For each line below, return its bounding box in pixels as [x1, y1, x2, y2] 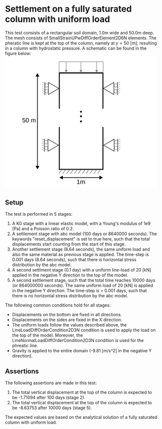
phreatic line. [12, 343, 38, 348]
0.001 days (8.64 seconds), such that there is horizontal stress [12, 257, 137, 263]
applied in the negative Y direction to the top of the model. [12, 272, 128, 278]
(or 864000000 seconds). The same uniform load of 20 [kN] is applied [12, 283, 153, 289]
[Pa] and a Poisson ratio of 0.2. [12, 226, 74, 232]
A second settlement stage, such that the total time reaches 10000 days [12, 277, 156, 283]
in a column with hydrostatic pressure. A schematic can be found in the [5, 45, 147, 51]
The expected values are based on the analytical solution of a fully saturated [5, 414, 158, 420]
